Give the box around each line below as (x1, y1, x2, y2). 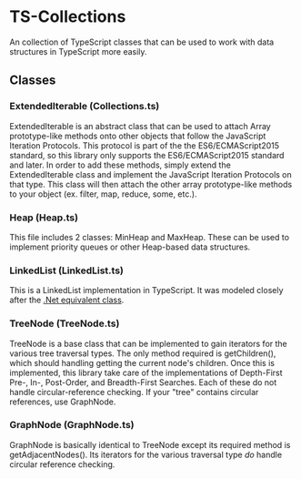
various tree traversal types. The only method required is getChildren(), (9, 348, 276, 359)
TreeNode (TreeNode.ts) (9, 317, 120, 330)
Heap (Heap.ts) (9, 211, 79, 224)
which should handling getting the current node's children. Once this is (9, 357, 276, 368)
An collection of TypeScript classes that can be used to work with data (9, 36, 275, 47)
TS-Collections (9, 6, 126, 27)
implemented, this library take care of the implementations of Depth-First (9, 367, 284, 378)
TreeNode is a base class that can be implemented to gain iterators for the (9, 338, 288, 349)
